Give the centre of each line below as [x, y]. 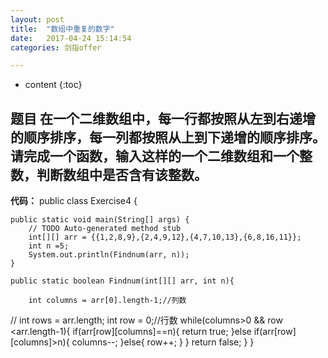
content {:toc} [53, 85]
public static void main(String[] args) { [100, 220]
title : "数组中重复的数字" [62, 29]
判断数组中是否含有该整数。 [122, 174]
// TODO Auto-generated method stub [105, 229]
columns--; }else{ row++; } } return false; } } [163, 342]
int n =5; [49, 246]
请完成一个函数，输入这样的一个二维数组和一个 [155, 156]
